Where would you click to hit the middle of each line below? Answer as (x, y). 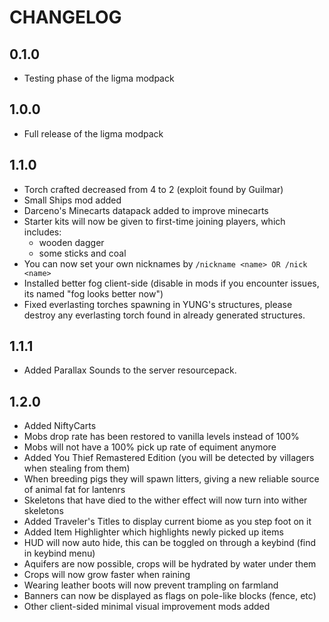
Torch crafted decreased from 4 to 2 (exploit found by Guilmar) (153, 189)
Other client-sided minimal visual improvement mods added (147, 607)
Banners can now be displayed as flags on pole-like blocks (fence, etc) (170, 596)
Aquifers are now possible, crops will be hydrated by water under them (170, 564)
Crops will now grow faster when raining (107, 575)
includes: (42, 232)
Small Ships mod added (72, 200)
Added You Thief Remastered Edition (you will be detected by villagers (169, 458)
